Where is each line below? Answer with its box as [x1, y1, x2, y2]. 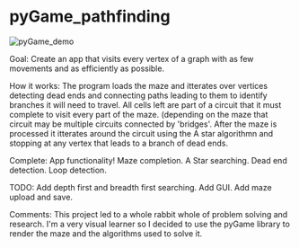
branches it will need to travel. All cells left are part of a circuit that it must [9, 99, 282, 110]
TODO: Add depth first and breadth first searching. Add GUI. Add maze [9, 182, 272, 192]
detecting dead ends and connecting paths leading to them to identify [9, 90, 268, 101]
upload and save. [9, 191, 74, 202]
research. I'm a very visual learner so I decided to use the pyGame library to [9, 218, 290, 229]
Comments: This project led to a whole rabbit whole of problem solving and [9, 208, 288, 219]
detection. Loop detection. [9, 164, 108, 175]
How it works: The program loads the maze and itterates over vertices [9, 80, 268, 91]
